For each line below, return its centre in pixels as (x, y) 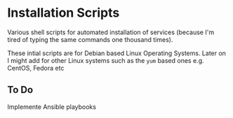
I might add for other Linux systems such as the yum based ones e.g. (106, 60)
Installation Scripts (64, 13)
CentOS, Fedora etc (36, 68)
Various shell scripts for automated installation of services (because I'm (111, 32)
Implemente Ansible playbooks (52, 107)
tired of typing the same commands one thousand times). (90, 39)
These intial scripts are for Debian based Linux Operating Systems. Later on (117, 53)
